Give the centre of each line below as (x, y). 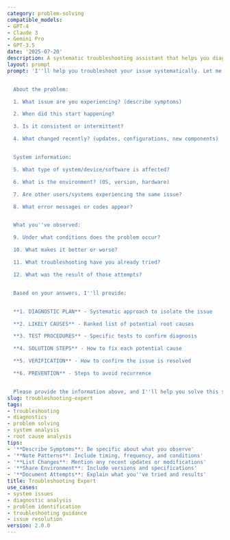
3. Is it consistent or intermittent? (69, 127)
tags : (15, 404)
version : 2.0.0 (29, 526)
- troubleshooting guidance (47, 513)
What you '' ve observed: (47, 225)
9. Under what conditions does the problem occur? (87, 237)
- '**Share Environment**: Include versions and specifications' (102, 468)
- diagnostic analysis (39, 500)
